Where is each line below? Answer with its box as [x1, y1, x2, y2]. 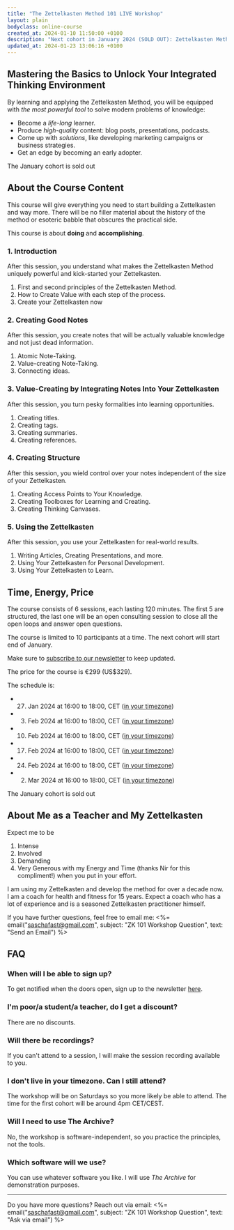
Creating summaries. [17, 428, 78, 436]
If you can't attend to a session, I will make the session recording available [7, 1052, 221, 1060]
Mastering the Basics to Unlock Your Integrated [7, 68, 217, 80]
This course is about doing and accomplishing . [7, 229, 144, 237]
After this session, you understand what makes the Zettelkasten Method [7, 262, 214, 270]
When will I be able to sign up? [7, 969, 112, 979]
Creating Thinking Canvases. [17, 505, 101, 513]
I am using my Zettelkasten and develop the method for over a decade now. [7, 884, 224, 893]
